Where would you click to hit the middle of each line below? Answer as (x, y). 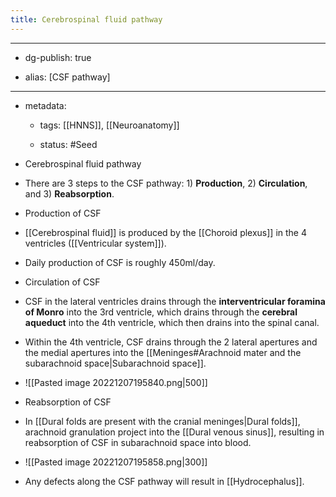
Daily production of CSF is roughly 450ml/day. (120, 262)
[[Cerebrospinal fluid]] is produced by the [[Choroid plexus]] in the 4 (166, 232)
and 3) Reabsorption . (69, 193)
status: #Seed (68, 144)
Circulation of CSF (62, 282)
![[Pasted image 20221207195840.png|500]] (116, 382)
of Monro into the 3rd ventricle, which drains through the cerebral (161, 312)
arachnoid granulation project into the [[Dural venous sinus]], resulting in (174, 432)
